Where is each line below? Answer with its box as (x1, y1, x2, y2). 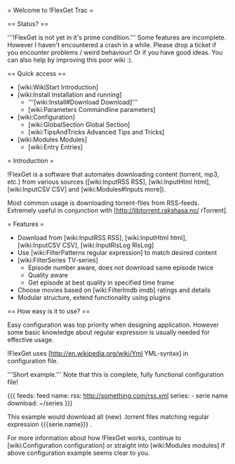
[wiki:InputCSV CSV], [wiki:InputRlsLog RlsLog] (17, 241, 154, 249)
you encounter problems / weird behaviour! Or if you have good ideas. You (7, 49, 223, 56)
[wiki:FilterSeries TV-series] (17, 256, 98, 264)
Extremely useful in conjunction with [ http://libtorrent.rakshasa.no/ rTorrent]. (7, 206, 228, 214)
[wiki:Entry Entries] (27, 143, 83, 151)
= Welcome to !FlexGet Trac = (7, 6, 94, 14)
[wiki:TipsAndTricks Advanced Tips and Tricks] (27, 128, 165, 136)
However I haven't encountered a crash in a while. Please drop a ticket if (7, 41, 217, 49)
